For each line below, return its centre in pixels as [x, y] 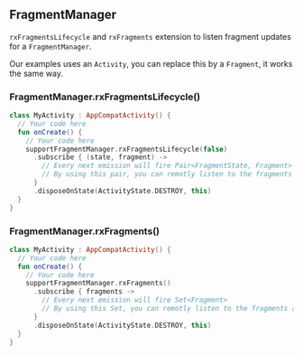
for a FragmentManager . [50, 46]
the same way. [36, 73]
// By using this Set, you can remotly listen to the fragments [165, 309]
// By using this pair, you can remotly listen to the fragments [167, 174]
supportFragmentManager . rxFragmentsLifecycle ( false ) [127, 149]
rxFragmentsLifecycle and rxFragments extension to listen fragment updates [150, 36]
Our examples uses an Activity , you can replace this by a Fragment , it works [151, 63]
